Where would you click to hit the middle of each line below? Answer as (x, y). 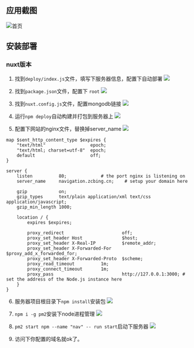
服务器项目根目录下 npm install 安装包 (60, 301)
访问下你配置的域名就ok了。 (48, 339)
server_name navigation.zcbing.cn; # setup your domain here (102, 181)
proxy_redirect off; (80, 233)
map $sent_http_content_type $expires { (56, 140)
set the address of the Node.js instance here (64, 279)
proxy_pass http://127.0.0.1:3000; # (106, 274)
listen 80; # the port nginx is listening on (101, 176)
